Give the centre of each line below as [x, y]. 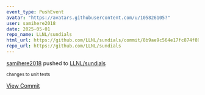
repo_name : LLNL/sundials [39, 35]
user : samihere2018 [31, 23]
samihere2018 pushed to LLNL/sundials [56, 63]
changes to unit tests [28, 74]
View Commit [23, 85]
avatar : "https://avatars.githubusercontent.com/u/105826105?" [88, 18]
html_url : [19, 40]
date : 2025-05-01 [28, 29]
